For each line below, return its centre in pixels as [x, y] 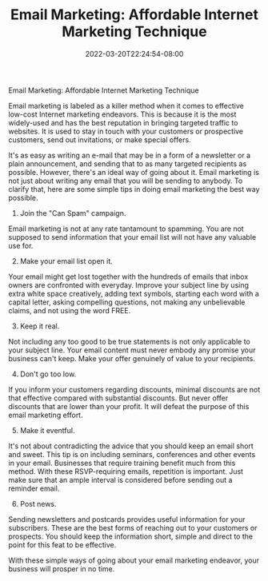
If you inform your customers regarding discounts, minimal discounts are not [134, 389]
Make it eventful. [47, 430]
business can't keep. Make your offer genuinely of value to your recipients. [132, 358]
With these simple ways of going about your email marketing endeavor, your [134, 560]
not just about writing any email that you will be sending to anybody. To [126, 181]
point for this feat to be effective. [62, 544]
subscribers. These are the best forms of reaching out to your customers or [133, 527]
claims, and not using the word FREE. [70, 310]
